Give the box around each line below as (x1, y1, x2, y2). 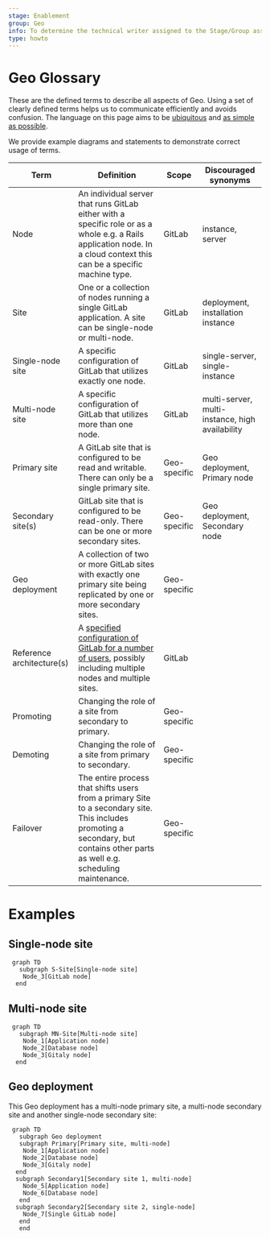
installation (202, 307, 243, 318)
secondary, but (78, 833, 136, 844)
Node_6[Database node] (22, 1189, 99, 1197)
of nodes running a (78, 292, 150, 303)
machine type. (78, 269, 133, 280)
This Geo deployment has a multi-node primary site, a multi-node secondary (8, 1101, 262, 1111)
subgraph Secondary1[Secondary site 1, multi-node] (15, 1175, 193, 1183)
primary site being (78, 579, 147, 590)
